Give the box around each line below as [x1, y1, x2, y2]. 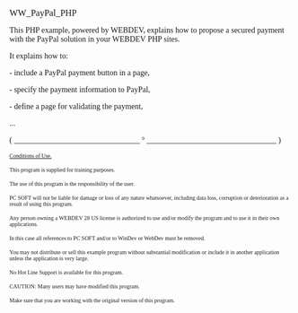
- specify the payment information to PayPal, [9, 85, 151, 94]
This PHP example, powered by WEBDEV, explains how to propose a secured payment [9, 26, 285, 35]
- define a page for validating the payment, [9, 102, 144, 111]
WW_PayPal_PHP [9, 8, 77, 18]
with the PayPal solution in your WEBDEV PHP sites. [9, 35, 180, 44]
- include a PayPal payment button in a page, [9, 68, 150, 77]
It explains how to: [9, 51, 69, 61]
